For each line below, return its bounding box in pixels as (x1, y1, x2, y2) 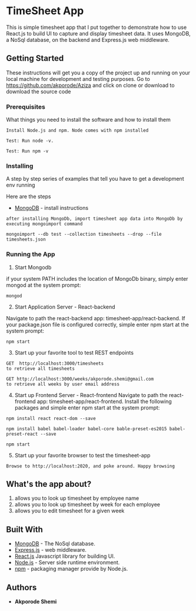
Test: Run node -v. (6, 138, 54, 144)
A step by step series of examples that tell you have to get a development (6, 175, 184, 183)
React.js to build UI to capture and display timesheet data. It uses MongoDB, (6, 30, 191, 37)
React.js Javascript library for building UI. (14, 552, 115, 560)
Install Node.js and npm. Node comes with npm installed (6, 128, 149, 134)
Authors (6, 582, 37, 592)
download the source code (6, 87, 72, 95)
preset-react (6, 431, 38, 437)
